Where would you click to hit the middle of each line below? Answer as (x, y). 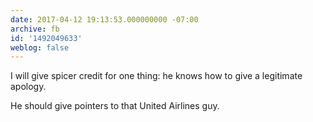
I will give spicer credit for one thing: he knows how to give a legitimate (156, 76)
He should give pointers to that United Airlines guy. (115, 106)
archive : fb (35, 29)
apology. (28, 87)
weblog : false (40, 47)
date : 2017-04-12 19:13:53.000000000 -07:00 (104, 19)
